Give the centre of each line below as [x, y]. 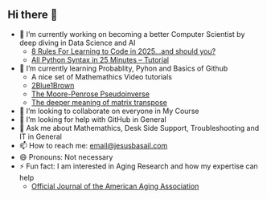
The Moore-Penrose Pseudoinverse [90, 94]
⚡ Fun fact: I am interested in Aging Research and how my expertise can [138, 166]
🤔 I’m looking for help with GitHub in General [92, 119]
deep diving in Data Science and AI [77, 43]
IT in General [40, 136]
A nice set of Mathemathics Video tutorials [102, 76]
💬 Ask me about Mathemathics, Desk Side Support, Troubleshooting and [139, 128]
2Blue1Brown [53, 85]
